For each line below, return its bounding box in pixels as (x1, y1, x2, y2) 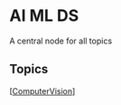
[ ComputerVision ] (9, 85, 76, 96)
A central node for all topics (9, 35, 113, 46)
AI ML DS (9, 5, 79, 26)
